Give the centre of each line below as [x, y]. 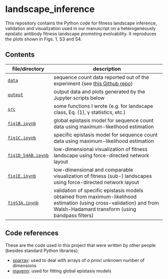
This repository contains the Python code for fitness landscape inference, [81, 23]
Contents [20, 55]
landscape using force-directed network [101, 155]
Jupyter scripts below [79, 97]
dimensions [24, 265]
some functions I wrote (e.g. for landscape [103, 106]
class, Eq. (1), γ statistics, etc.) [89, 112]
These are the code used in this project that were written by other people [80, 245]
